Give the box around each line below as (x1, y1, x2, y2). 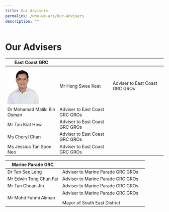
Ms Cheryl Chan (7, 134, 41, 140)
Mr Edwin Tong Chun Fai (7, 176, 58, 182)
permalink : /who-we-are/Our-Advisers (5, 13, 84, 19)
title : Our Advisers (5, 8, 49, 13)
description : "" (5, 19, 39, 24)
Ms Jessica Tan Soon (7, 143, 52, 149)
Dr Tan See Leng (7, 169, 42, 175)
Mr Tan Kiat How (7, 121, 42, 127)
